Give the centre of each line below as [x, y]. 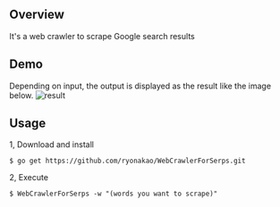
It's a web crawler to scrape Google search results [102, 36]
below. [21, 95]
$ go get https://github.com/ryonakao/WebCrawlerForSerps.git [127, 161]
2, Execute [29, 178]
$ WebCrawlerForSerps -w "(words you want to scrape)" [114, 194]
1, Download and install [51, 145]
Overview [37, 15]
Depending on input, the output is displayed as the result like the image [140, 86]
